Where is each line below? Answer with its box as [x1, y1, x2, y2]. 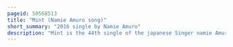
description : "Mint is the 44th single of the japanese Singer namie [7, 29, 213, 37]
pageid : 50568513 [7, 10, 58, 17]
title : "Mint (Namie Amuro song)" [7, 17, 107, 23]
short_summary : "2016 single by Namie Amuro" [7, 23, 141, 30]
